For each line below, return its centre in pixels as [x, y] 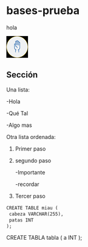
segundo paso [33, 160]
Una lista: [18, 90]
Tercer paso [30, 196]
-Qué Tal [17, 113]
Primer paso [30, 149]
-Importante [30, 172]
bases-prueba [43, 11]
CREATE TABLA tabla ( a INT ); [44, 237]
